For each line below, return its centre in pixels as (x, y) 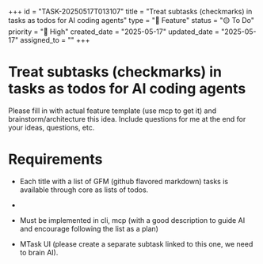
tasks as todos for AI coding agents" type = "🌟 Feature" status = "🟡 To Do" (131, 20)
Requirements (55, 159)
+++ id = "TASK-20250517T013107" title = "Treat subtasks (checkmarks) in (130, 11)
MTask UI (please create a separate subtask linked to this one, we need (136, 243)
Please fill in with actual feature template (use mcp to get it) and (112, 111)
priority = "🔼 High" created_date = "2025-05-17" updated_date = (114, 32)
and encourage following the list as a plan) (89, 228)
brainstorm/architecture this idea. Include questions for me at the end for (127, 119)
